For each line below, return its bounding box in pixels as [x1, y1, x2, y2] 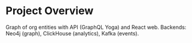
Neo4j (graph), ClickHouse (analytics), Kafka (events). [5, 29, 139, 37]
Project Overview [5, 4, 94, 18]
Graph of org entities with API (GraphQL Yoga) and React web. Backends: [5, 24, 187, 31]
